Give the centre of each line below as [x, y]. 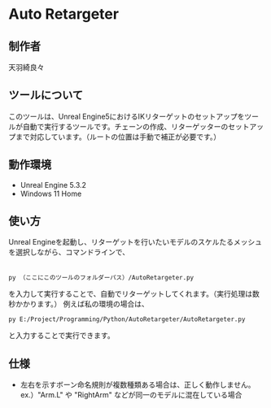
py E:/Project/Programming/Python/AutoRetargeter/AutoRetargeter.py [127, 319]
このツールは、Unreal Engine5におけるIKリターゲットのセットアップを [127, 116]
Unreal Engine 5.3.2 [53, 184]
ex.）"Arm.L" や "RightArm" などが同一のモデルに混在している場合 [131, 395]
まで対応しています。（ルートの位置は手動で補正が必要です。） [118, 137]
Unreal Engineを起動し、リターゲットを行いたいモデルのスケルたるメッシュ [135, 242]
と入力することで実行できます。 [62, 336]
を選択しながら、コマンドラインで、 [69, 252]
